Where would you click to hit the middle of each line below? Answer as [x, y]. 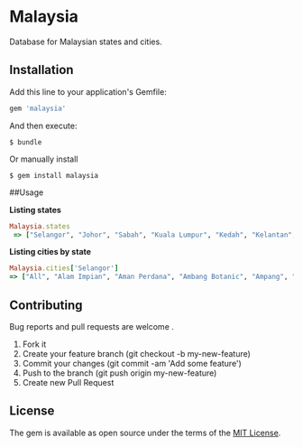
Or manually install [44, 159]
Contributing [46, 305]
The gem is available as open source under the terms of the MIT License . [145, 433]
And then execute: [43, 126]
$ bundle [26, 142]
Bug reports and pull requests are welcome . [92, 326]
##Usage [27, 192]
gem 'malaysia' [38, 108]
